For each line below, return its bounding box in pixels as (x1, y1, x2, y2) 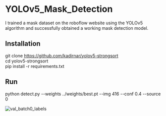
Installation (5, 40, 41, 48)
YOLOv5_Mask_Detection (5, 3, 113, 15)
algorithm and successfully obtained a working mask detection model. (5, 25, 149, 31)
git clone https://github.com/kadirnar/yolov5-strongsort (5, 53, 118, 58)
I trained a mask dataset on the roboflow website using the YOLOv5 (5, 20, 143, 26)
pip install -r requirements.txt (5, 63, 64, 69)
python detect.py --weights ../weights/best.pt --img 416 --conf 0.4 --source (5, 91, 161, 97)
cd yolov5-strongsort (5, 58, 49, 64)
